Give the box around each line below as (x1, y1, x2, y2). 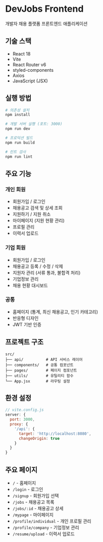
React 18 (12, 50, 31, 56)
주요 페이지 (5, 465, 38, 474)
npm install (5, 112, 30, 118)
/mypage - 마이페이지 (12, 512, 54, 518)
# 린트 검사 (5, 149, 26, 154)
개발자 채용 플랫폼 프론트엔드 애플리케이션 (5, 20, 88, 26)
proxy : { (10, 422, 28, 427)
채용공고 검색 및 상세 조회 (12, 205, 63, 211)
